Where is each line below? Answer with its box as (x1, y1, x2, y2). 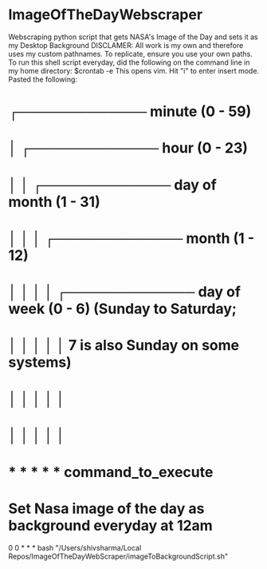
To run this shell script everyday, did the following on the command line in (8, 58, 250, 67)
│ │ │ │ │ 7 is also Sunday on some (8, 336, 240, 355)
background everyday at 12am (8, 516, 213, 535)
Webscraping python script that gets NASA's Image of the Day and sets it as (8, 32, 258, 42)
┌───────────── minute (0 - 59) (8, 102, 252, 121)
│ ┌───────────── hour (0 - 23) (8, 139, 249, 157)
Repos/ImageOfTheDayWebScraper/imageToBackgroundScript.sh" (8, 551, 229, 561)
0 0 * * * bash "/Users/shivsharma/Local (8, 543, 142, 552)
